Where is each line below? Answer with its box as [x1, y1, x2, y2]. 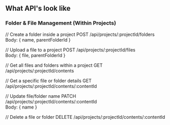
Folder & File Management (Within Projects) [5, 20, 117, 27]
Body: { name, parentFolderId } [5, 37, 71, 43]
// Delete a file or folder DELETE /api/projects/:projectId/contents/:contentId [5, 114, 165, 120]
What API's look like [5, 4, 71, 13]
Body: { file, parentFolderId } [5, 52, 66, 58]
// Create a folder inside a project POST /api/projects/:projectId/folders [5, 31, 155, 38]
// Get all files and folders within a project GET [5, 62, 103, 68]
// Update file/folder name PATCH [5, 93, 76, 99]
